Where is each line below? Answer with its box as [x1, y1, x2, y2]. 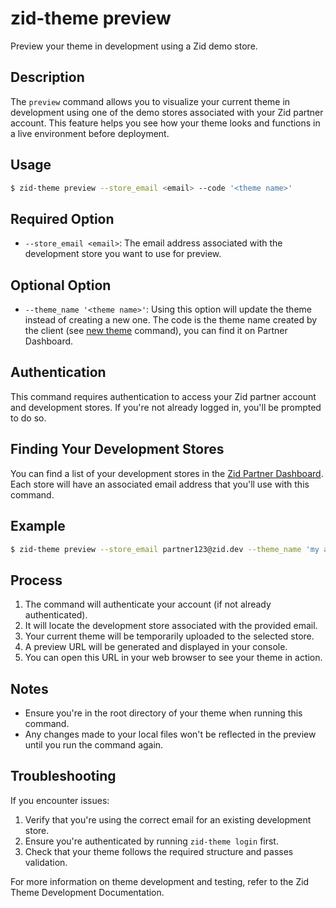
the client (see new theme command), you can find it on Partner [24, 325, 288, 337]
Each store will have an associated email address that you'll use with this [10, 478, 310, 490]
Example [10, 518, 66, 535]
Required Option [10, 210, 115, 227]
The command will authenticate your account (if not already [24, 598, 272, 611]
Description [10, 69, 85, 86]
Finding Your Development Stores [10, 441, 225, 458]
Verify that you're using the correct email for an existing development [24, 813, 312, 826]
